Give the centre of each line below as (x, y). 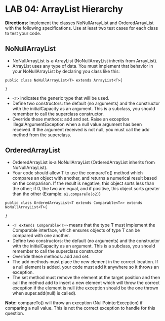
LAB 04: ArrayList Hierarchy (64, 9)
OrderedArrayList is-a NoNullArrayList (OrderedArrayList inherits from (83, 162)
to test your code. (23, 33)
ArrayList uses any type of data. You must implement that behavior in (82, 66)
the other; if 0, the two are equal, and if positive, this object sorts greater (86, 188)
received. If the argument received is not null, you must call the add (81, 129)
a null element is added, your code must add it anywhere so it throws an (85, 267)
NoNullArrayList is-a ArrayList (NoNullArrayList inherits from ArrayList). (85, 61)
